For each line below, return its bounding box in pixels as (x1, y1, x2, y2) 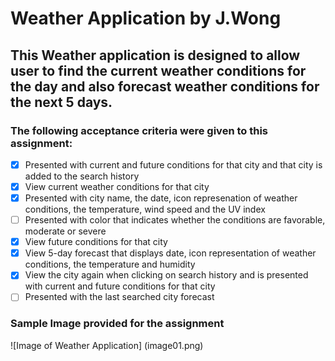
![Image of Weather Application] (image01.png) (10, 339, 204, 351)
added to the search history (24, 170, 140, 182)
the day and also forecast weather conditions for (10, 78, 320, 95)
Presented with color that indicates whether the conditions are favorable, (24, 214, 326, 226)
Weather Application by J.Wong (10, 7, 282, 30)
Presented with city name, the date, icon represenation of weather (24, 192, 298, 204)
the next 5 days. (10, 93, 113, 111)
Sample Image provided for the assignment (10, 317, 225, 331)
